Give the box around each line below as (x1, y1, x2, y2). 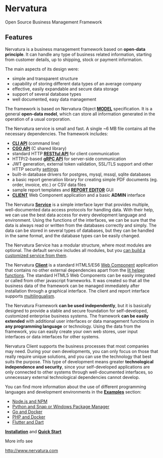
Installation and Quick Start (5, 428, 62, 435)
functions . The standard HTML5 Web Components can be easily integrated (5, 272, 156, 278)
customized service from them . (5, 252, 68, 258)
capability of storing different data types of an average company (12, 81, 142, 86)
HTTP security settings (12, 166, 58, 172)
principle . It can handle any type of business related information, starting (5, 51, 152, 57)
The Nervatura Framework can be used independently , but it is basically (5, 302, 152, 308)
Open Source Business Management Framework (5, 19, 102, 25)
